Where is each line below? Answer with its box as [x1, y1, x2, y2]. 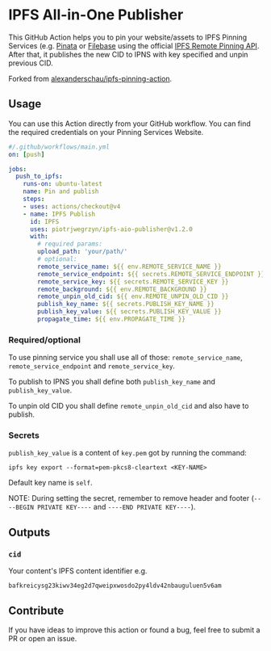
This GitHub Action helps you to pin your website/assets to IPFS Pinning [8, 32, 248, 42]
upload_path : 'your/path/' [37, 248, 128, 256]
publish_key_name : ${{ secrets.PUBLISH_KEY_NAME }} [37, 300, 215, 309]
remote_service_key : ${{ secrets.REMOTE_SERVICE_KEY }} [37, 277, 229, 286]
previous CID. [8, 58, 54, 68]
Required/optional [8, 334, 81, 345]
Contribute [8, 603, 65, 617]
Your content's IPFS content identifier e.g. [8, 566, 148, 576]
